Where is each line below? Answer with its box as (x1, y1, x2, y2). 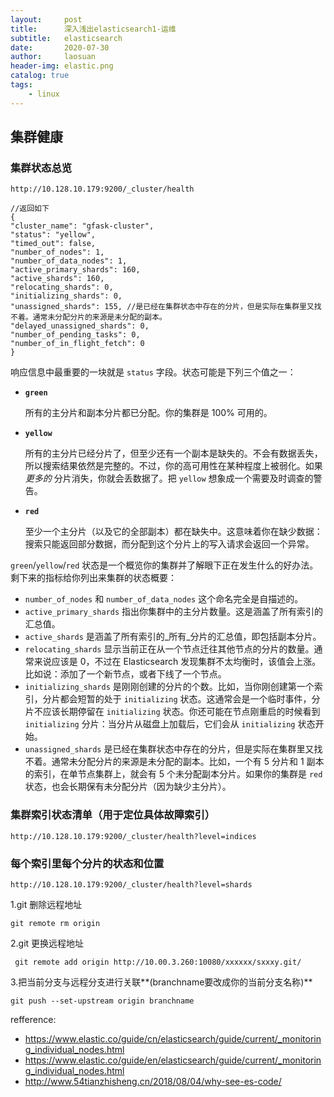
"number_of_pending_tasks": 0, (10, 330, 141, 340)
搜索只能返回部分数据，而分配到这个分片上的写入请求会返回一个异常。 (24, 538, 315, 550)
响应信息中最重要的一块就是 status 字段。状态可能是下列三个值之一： (10, 366, 297, 378)
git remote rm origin (10, 918, 101, 928)
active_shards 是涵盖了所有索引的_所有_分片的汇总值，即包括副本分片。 (24, 631, 322, 643)
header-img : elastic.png (10, 61, 114, 71)
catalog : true (10, 71, 70, 81)
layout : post (10, 14, 83, 25)
